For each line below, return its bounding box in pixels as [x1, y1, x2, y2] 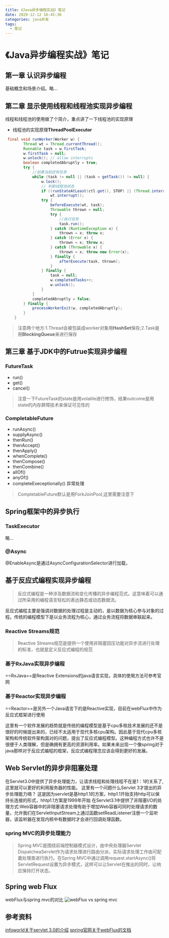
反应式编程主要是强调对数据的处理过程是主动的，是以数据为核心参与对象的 [5, 607, 159, 613]
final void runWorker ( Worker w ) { [7, 137, 80, 142]
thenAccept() [12, 442, 40, 448]
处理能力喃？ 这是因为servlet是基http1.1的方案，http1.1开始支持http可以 [9, 791, 155, 797]
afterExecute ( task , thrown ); [59, 258, 121, 264]
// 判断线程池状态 [41, 184, 74, 189]
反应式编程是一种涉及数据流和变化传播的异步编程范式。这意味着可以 [17, 590, 159, 596]
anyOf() [12, 475, 29, 481]
